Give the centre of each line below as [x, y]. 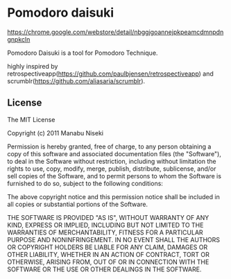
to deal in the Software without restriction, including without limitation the [112, 161]
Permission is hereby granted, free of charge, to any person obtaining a [109, 146]
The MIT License [31, 119]
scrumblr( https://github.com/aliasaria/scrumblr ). [76, 81]
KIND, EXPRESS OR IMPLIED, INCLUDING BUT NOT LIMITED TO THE [105, 225]
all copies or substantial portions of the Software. [77, 204]
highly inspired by [33, 66]
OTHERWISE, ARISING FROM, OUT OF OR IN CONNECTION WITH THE [108, 262]
